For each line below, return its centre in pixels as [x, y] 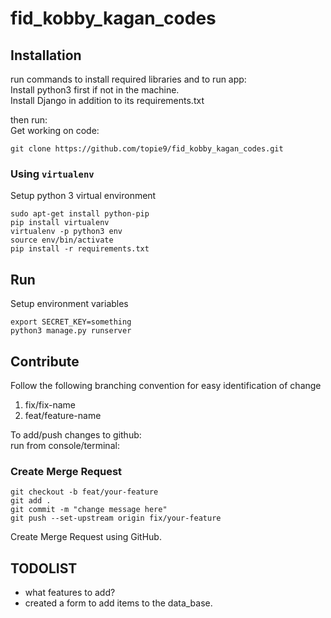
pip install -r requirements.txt [80, 249]
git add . [31, 501]
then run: [29, 120]
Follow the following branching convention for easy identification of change [166, 385]
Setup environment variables [69, 304]
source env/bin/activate [62, 240]
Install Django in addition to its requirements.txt [107, 100]
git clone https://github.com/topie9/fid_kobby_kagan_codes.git [147, 149]
